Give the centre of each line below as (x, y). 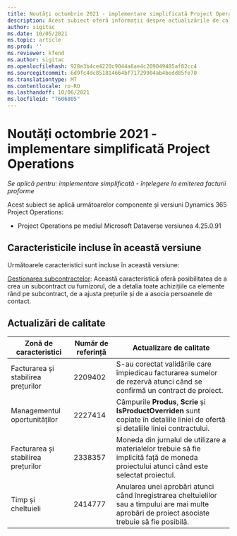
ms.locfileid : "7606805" (44, 99)
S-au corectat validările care (164, 364)
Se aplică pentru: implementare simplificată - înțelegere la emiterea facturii (117, 183)
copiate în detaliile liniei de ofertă (171, 419)
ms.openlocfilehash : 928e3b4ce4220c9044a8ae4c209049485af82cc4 (102, 66)
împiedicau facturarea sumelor (167, 372)
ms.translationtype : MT (42, 79)
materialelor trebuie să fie (158, 449)
